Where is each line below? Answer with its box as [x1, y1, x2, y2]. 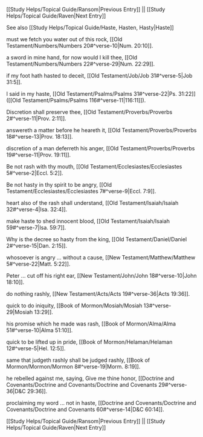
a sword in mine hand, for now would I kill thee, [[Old [6, 54, 138, 61]
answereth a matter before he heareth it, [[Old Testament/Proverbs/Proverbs [6, 127, 197, 133]
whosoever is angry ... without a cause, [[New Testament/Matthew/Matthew [6, 254, 196, 261]
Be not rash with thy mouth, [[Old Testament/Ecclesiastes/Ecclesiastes [6, 163, 182, 170]
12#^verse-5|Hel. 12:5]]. [6, 345, 66, 352]
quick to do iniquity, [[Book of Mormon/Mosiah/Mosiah [6, 302, 143, 309]
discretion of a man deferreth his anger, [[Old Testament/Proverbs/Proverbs [6, 145, 195, 152]
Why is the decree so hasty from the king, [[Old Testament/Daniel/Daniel [6, 236, 187, 242]
